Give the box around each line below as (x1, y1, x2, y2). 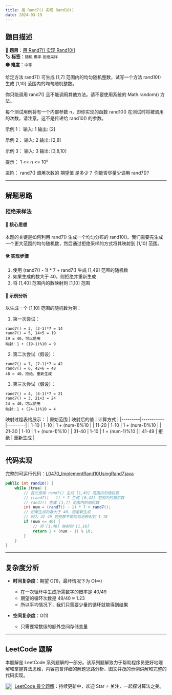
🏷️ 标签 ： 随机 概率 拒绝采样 (5, 53, 58, 60)
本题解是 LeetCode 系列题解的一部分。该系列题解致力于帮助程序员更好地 (5, 659, 159, 665)
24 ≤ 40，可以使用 (5, 401, 41, 406)
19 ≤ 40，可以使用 (5, 336, 41, 342)
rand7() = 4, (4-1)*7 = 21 (5, 391, 63, 397)
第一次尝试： (12, 316, 40, 322)
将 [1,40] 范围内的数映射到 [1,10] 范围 (12, 280, 91, 286)
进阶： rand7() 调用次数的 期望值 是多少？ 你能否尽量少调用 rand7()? (5, 170, 149, 176)
